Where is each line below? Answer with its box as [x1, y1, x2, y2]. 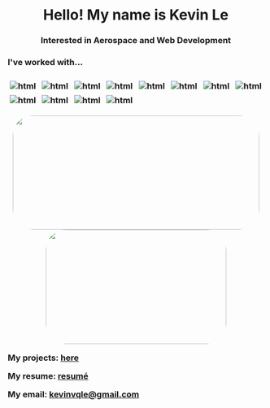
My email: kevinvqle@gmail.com [7, 388, 140, 400]
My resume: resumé [7, 371, 89, 382]
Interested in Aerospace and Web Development [40, 35, 232, 46]
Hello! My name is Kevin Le [42, 6, 229, 24]
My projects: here [7, 352, 79, 363]
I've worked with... [7, 57, 83, 68]
